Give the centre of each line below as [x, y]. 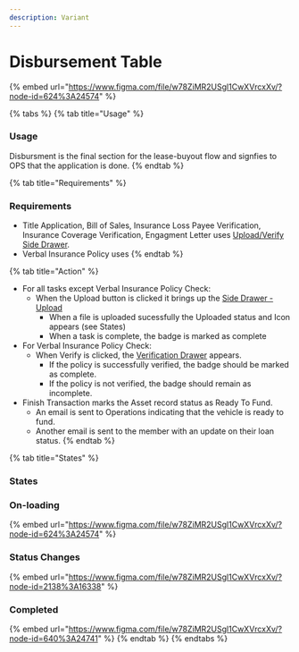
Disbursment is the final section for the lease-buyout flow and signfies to [143, 156]
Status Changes [45, 557]
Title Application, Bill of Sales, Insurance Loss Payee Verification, [141, 225]
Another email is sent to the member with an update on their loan [155, 431]
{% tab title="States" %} [54, 458]
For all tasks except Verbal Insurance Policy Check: [116, 289]
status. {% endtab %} [75, 441]
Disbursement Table [86, 61]
